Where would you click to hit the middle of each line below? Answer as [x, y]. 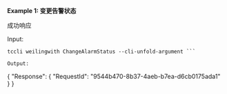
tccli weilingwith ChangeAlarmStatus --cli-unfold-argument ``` [101, 51]
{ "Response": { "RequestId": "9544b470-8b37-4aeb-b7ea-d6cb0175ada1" [114, 76]
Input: [16, 39]
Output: [18, 64]
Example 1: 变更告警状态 [42, 11]
